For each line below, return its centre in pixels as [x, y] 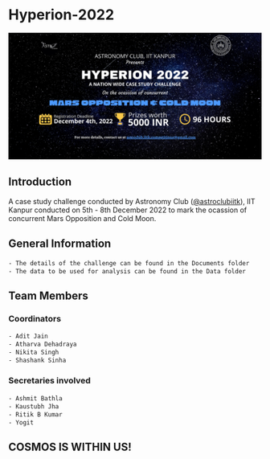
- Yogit [21, 422]
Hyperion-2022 [61, 15]
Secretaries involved [49, 381]
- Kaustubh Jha [34, 406]
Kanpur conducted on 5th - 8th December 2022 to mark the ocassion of [128, 210]
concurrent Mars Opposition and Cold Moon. [82, 218]
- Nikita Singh [34, 352]
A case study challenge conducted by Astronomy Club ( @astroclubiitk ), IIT [132, 201]
